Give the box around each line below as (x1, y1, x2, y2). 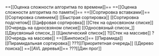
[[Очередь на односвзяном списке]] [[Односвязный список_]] (5, 25, 135, 31)
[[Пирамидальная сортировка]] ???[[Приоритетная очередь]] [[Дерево (5, 40, 154, 46)
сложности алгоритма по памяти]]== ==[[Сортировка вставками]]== (5, 9, 150, 15)
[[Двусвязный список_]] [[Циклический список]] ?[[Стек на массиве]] (5, 30, 151, 36)
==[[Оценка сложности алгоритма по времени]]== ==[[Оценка (5, 4, 137, 10)
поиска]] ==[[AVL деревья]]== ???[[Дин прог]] (5, 46, 102, 51)
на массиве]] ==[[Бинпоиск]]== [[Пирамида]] (27, 35, 123, 41)
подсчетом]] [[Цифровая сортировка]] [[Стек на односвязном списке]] (5, 19, 154, 25)
